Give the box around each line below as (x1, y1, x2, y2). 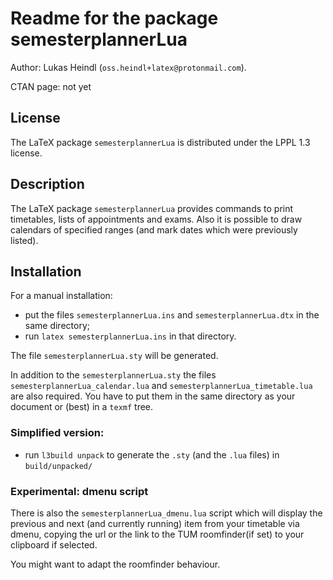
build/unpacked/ (24, 461, 93, 471)
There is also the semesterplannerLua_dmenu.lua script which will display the (10, 507, 323, 519)
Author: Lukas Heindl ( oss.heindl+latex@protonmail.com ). (10, 61, 247, 73)
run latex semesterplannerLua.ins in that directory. (24, 330, 237, 342)
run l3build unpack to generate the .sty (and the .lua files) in (24, 448, 280, 461)
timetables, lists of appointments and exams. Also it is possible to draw (10, 213, 303, 225)
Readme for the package (10, 7, 219, 30)
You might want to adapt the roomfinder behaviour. (10, 558, 221, 570)
